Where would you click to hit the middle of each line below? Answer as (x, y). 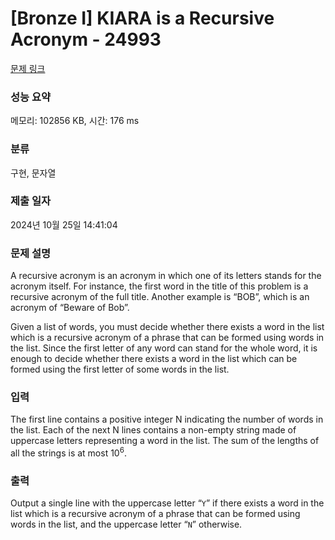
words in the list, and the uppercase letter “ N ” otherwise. (126, 524)
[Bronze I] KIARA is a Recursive (142, 18)
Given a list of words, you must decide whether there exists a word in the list (167, 327)
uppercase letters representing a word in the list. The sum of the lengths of (165, 441)
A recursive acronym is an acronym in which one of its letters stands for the (166, 276)
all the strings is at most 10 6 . (68, 452)
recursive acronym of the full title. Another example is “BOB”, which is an (160, 297)
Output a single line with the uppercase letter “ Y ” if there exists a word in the (167, 503)
